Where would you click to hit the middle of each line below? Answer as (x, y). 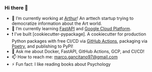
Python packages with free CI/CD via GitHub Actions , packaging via (79, 41)
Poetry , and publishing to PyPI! (42, 46)
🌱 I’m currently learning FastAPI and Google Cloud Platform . (71, 29)
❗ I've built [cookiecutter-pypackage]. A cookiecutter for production (79, 34)
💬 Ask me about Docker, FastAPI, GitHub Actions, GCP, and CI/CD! (78, 52)
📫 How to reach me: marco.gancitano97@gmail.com (65, 57)
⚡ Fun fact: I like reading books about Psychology (61, 64)
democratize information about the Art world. (57, 23)
